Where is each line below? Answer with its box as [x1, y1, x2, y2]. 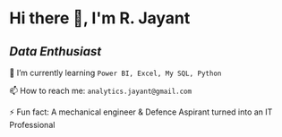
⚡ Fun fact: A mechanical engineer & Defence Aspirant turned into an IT [9, 107, 273, 117]
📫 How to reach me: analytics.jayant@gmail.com [9, 85, 192, 96]
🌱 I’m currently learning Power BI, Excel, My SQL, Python [9, 67, 222, 78]
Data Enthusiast [9, 44, 102, 59]
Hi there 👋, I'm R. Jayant [9, 8, 191, 29]
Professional [9, 120, 56, 130]
